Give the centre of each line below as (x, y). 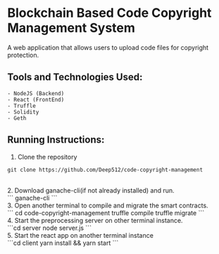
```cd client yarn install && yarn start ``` (63, 243)
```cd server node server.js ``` (49, 228)
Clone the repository (47, 157)
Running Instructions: (56, 140)
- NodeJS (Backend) (36, 93)
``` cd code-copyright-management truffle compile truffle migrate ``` (106, 212)
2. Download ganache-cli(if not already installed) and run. (91, 190)
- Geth (17, 118)
